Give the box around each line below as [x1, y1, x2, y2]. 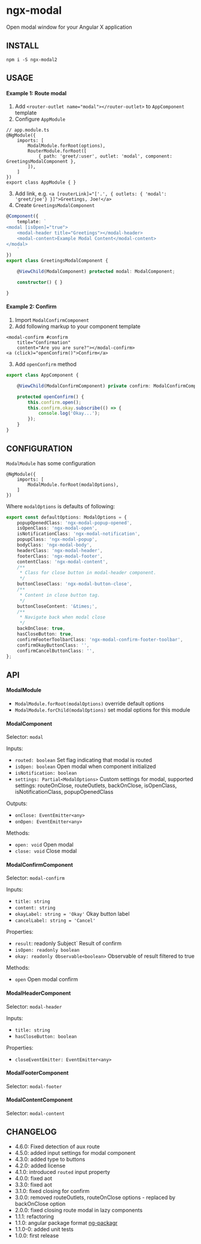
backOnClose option [14, 1200, 66, 1207]
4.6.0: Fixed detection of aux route [14, 1143, 100, 1150]
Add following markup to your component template [14, 323, 141, 330]
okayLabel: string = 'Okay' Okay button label [14, 911, 130, 918]
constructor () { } [17, 280, 63, 286]
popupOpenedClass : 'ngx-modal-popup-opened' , [17, 520, 133, 526]
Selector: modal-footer [6, 1082, 62, 1090]
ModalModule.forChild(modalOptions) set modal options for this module [14, 706, 190, 714]
